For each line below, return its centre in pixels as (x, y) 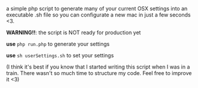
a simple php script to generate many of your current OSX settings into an (97, 9)
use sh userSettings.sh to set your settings (60, 55)
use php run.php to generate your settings (58, 44)
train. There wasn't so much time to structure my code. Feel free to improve (99, 73)
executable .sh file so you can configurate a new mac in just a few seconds (98, 15)
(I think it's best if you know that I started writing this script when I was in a (98, 67)
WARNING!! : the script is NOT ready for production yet (74, 32)
